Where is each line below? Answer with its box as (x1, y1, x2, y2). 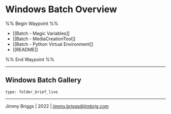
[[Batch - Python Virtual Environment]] (12, 41, 94, 47)
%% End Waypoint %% (5, 56, 54, 62)
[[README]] (12, 46, 38, 52)
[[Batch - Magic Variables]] (12, 30, 70, 36)
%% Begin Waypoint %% (5, 20, 59, 26)
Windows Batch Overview (5, 4, 117, 15)
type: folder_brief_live (5, 89, 58, 95)
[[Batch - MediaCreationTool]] (12, 36, 76, 42)
